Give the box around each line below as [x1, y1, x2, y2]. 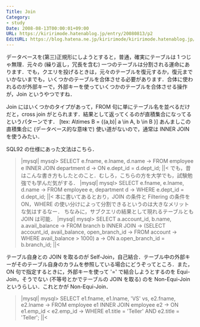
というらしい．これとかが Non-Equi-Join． [6, 283, 112, 290]
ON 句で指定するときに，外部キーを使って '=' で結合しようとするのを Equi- [6, 268, 190, 275]
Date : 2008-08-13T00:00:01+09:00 [6, 25, 89, 32]
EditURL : [6, 36, 28, 42]
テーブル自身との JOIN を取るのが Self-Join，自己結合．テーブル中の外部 [6, 253, 186, 260]
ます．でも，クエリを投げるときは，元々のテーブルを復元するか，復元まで [11, 68, 193, 75]
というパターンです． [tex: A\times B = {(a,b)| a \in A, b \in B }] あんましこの [6, 118, 191, 125]
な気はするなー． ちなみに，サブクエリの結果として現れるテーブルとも [20, 208, 194, 215]
